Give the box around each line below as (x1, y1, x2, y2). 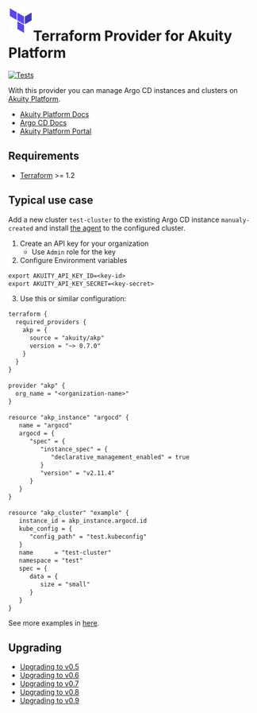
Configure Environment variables (19, 255, 128, 265)
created (8, 224, 34, 233)
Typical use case (8, 194, 94, 207)
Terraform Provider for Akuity (33, 27, 232, 45)
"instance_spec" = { (40, 445, 109, 453)
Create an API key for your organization (19, 238, 149, 248)
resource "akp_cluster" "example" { (8, 509, 129, 517)
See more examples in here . (8, 618, 100, 627)
